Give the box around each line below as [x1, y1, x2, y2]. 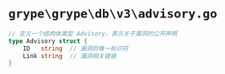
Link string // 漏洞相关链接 [22, 52, 117, 60]
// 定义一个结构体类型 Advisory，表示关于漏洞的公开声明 [8, 29, 178, 37]
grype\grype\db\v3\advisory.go [8, 6, 218, 21]
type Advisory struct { [8, 37, 88, 45]
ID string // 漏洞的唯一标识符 [22, 45, 129, 53]
